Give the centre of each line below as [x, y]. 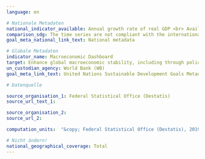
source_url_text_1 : [31, 102]
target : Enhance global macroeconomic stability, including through [95, 62]
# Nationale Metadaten [35, 23]
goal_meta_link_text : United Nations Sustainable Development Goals [95, 74]
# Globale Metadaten [33, 51]
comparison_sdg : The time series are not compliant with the [86, 34]
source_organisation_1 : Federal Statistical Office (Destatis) [88, 96]
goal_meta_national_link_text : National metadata [71, 40]
